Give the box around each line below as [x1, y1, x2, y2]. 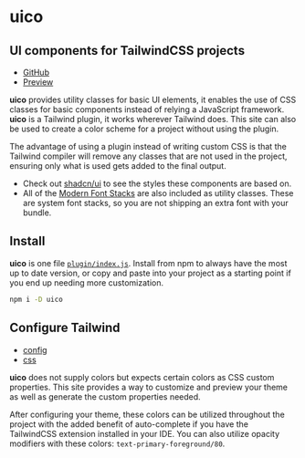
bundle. [22, 207, 52, 218]
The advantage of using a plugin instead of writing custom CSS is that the [9, 141, 288, 151]
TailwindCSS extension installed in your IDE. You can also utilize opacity [9, 428, 280, 439]
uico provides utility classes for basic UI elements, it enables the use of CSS [9, 94, 297, 105]
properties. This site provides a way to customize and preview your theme [9, 381, 289, 392]
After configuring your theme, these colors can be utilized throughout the [9, 409, 285, 420]
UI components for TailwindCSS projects [9, 43, 245, 58]
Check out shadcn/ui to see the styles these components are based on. [22, 178, 292, 189]
